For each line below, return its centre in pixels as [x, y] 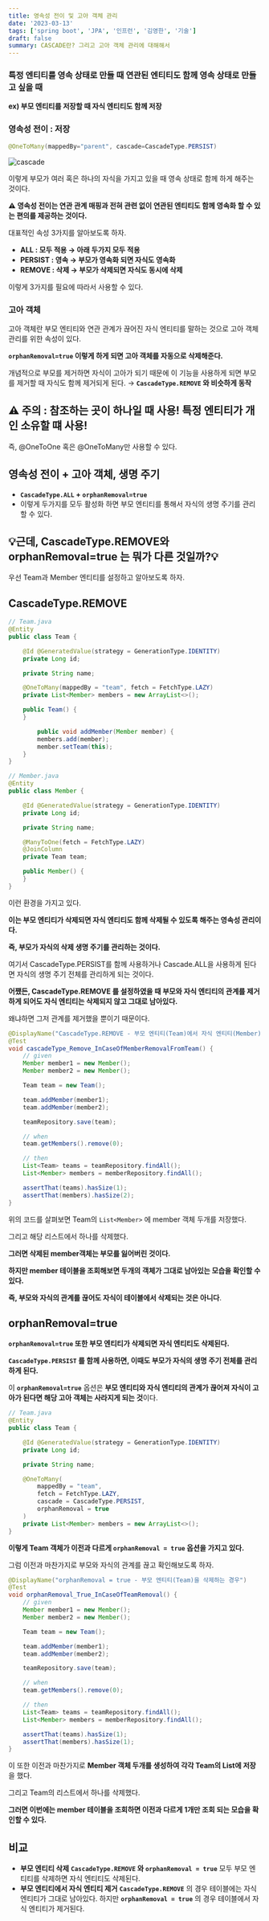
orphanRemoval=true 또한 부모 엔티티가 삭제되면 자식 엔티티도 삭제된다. [119, 1344]
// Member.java [34, 776]
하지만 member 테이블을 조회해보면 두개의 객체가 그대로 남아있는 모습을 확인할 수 [134, 1270]
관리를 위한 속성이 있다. [45, 338]
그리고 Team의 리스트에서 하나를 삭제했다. [74, 1792]
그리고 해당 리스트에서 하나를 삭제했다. [68, 1236]
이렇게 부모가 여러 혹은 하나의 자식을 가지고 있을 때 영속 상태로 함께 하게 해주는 [131, 178]
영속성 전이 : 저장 [39, 129]
